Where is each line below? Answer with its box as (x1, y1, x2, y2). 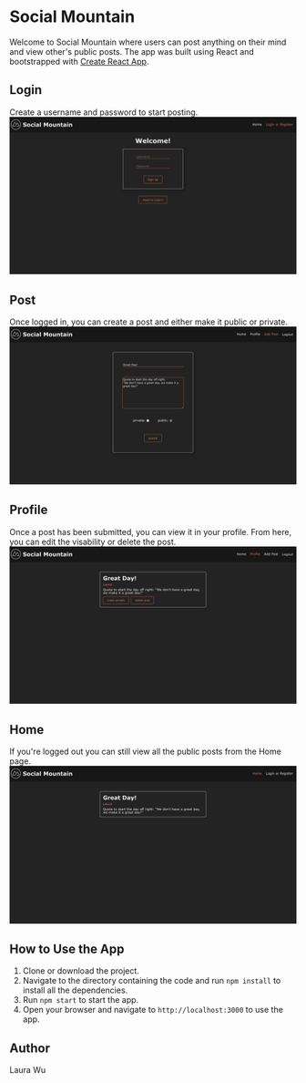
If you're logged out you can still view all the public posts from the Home (9, 746, 282, 758)
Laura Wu (9, 1065, 46, 1076)
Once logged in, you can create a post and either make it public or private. (9, 316, 289, 327)
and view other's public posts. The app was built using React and (9, 46, 255, 57)
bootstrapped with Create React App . (9, 56, 149, 67)
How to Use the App (9, 942, 125, 957)
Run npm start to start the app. (22, 995, 139, 1006)
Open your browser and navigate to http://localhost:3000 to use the (22, 1005, 284, 1016)
